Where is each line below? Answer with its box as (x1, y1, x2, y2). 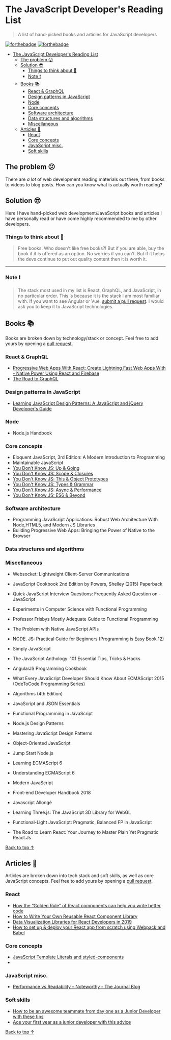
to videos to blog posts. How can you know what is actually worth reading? (5, 181, 163, 187)
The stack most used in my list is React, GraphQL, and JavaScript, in (17, 287, 161, 294)
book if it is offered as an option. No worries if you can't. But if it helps (17, 250, 165, 256)
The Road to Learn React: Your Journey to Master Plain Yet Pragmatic (12, 829, 159, 835)
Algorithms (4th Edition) (12, 690, 63, 696)
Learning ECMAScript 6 (12, 760, 63, 766)
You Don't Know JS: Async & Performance (12, 487, 102, 493)
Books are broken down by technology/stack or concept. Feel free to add (5, 335, 159, 341)
